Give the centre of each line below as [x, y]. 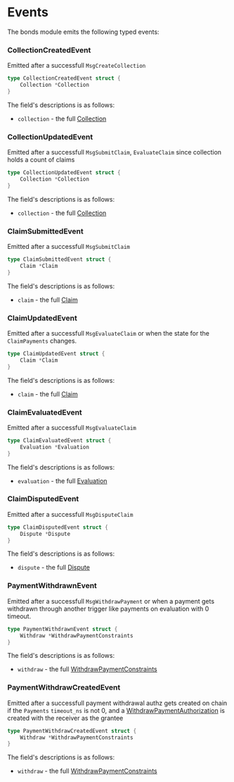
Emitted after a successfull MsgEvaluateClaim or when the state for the [108, 333]
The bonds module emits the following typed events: [83, 32]
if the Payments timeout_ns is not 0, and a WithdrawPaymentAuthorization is [116, 710]
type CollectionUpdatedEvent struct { [64, 173]
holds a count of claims [41, 160]
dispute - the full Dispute [53, 568]
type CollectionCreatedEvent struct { [64, 78]
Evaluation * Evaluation [55, 447]
